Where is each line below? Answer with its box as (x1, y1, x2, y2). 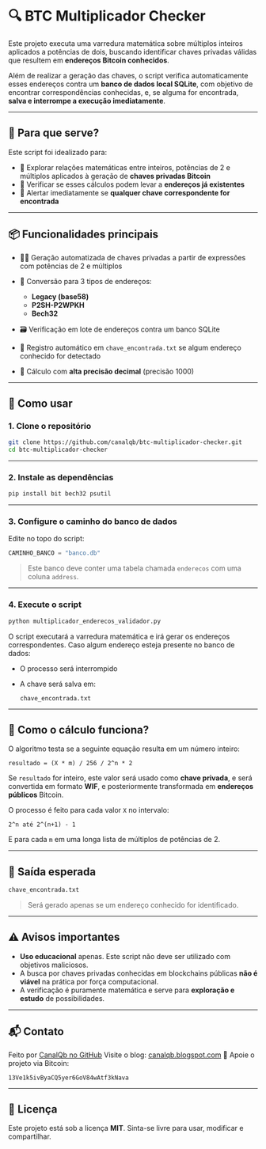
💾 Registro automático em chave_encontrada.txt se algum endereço (19, 343, 241, 352)
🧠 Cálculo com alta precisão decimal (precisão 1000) (19, 366, 195, 376)
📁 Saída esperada (8, 865, 97, 878)
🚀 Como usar (8, 396, 73, 410)
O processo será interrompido (19, 663, 118, 673)
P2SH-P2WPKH (31, 300, 85, 309)
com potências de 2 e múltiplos (19, 261, 123, 271)
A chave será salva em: (19, 679, 97, 688)
